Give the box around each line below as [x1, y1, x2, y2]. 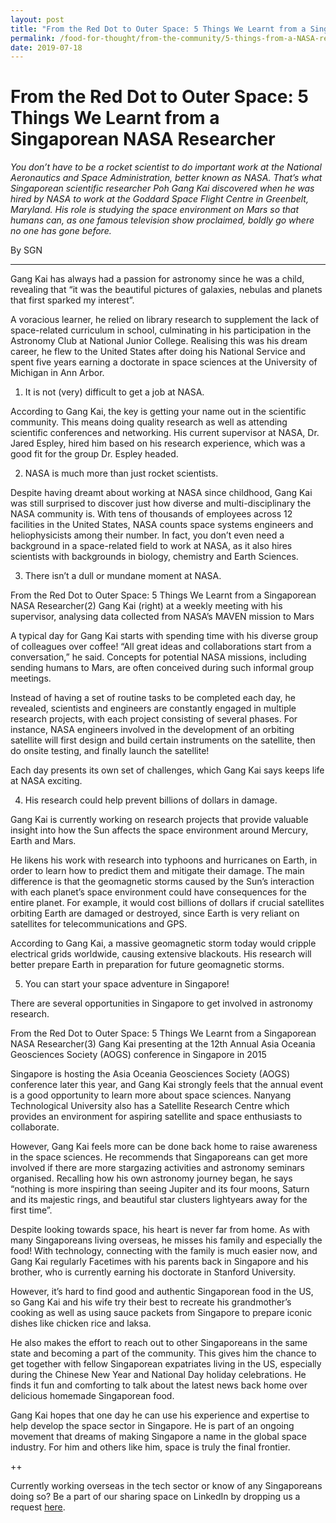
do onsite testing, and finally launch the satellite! [10, 745, 210, 757]
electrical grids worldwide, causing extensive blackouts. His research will [10, 948, 312, 960]
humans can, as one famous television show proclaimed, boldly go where [10, 214, 315, 226]
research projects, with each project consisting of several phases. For [10, 713, 298, 725]
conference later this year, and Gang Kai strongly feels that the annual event [10, 1079, 324, 1091]
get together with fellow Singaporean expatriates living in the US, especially [10, 1358, 322, 1370]
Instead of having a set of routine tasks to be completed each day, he [10, 692, 296, 704]
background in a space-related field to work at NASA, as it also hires [10, 540, 293, 552]
